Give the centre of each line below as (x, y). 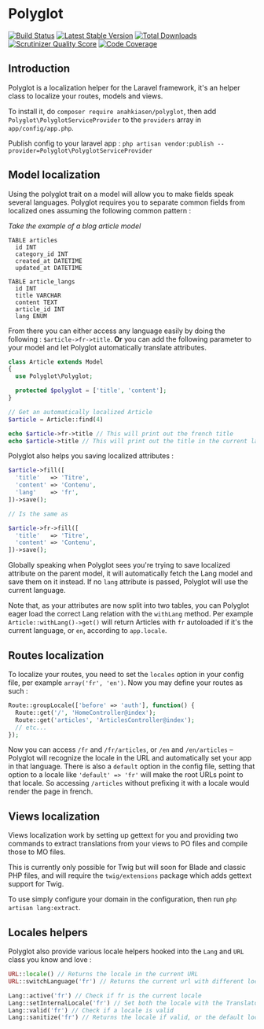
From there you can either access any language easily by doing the (117, 331)
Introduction (39, 69)
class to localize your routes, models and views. (86, 96)
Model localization (54, 175)
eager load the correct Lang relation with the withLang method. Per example (131, 614)
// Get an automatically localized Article (81, 412)
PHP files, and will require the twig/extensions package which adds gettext (130, 875)
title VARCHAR (38, 295)
